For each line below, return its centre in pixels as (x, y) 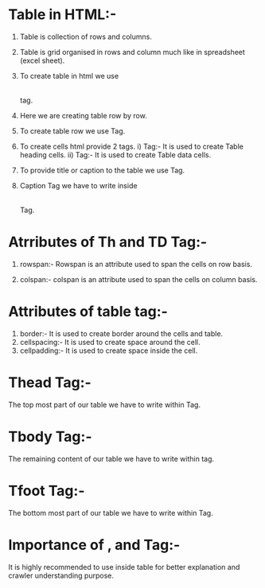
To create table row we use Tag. (72, 131)
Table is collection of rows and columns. (86, 37)
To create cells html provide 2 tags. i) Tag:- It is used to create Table (132, 146)
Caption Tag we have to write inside (78, 185)
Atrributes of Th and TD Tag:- (108, 242)
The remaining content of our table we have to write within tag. (111, 458)
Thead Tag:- (50, 382)
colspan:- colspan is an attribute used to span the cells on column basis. (138, 279)
